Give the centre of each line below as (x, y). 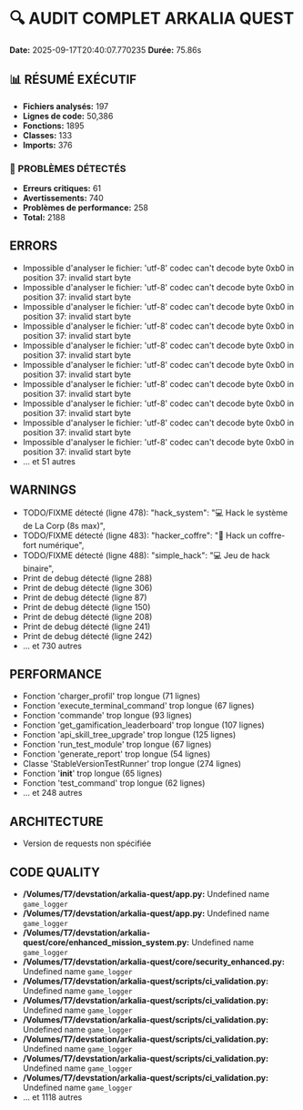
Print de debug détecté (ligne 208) (87, 616)
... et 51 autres (49, 461)
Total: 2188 (44, 218)
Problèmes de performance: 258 (85, 208)
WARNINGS (43, 490)
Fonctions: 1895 (53, 126)
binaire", (38, 568)
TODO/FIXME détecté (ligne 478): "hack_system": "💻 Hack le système (155, 513)
